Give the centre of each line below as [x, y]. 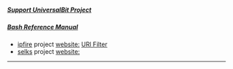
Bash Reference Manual [43, 27]
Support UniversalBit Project [49, 10]
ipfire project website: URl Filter [62, 44]
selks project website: [49, 52]
